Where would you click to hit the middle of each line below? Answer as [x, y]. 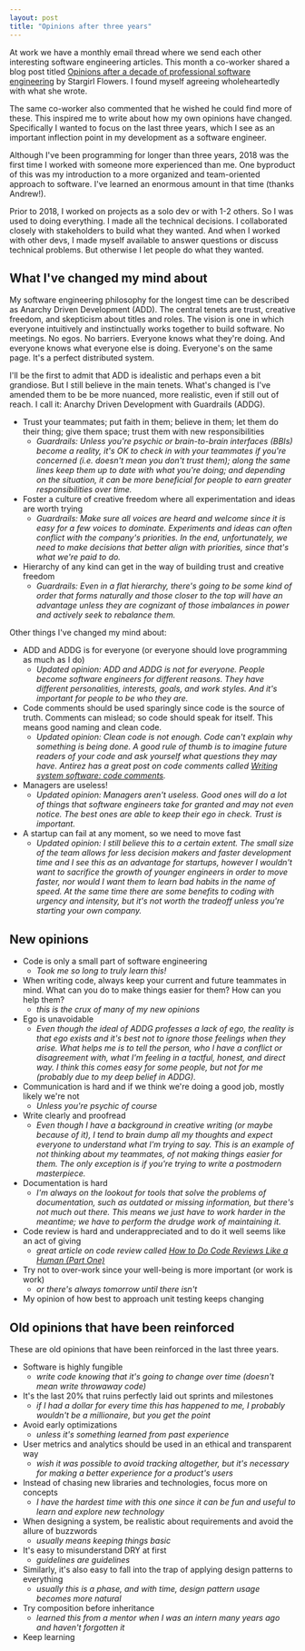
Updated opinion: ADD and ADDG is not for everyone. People [150, 669]
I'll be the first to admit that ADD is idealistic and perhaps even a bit [135, 376]
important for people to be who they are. [112, 698]
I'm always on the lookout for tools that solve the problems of [151, 1193]
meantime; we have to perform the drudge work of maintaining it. [158, 1221]
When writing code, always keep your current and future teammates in [155, 981]
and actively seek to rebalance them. [106, 615]
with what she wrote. [49, 91]
